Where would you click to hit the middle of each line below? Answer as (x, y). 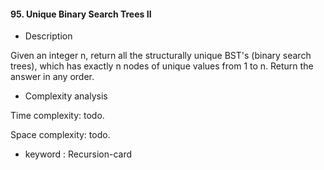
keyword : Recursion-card (78, 154)
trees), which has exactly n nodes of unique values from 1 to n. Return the (162, 66)
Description (48, 36)
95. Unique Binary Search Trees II (81, 14)
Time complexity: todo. (57, 116)
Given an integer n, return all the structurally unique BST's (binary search (161, 56)
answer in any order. (52, 77)
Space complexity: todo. (60, 135)
